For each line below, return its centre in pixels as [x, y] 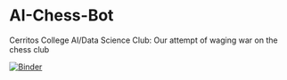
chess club [29, 49]
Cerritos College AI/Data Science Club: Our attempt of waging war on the [143, 40]
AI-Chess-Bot [61, 16]
